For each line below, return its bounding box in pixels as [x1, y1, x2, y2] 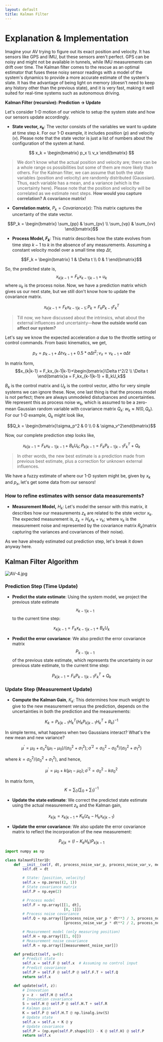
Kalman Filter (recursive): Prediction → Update [5, 99, 101, 105]
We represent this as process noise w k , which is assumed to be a [5, 399, 135, 406]
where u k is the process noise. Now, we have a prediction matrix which [5, 282, 147, 289]
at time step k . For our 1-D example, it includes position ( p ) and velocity [12, 130, 155, 136]
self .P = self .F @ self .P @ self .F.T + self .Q [22, 970, 118, 975]
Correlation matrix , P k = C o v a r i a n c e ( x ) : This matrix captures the [12, 205, 142, 212]
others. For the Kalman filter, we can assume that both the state [16, 170, 144, 176]
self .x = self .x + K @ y [22, 1020, 73, 1024]
